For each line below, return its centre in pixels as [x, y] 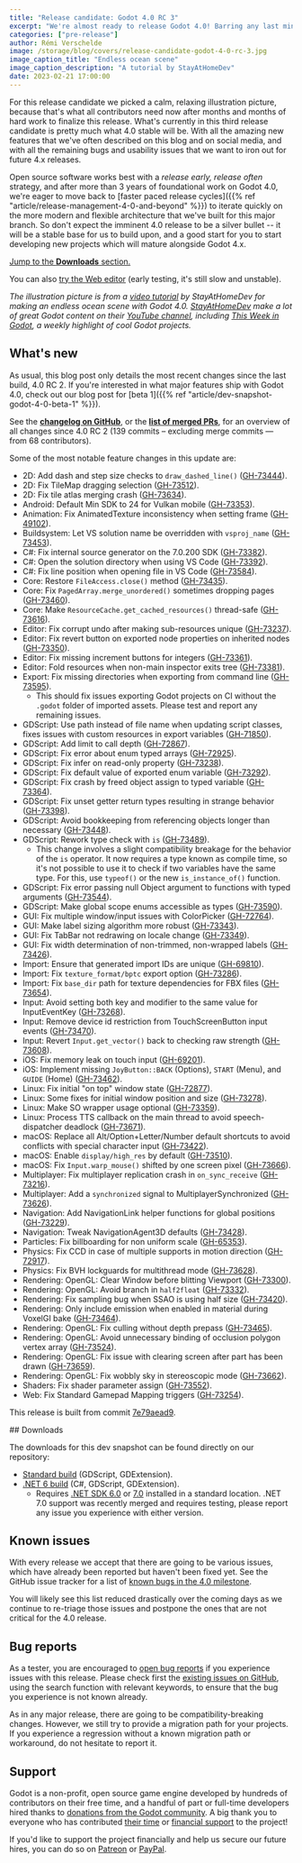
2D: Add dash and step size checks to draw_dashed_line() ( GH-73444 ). [155, 475]
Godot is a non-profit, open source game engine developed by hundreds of [148, 1793]
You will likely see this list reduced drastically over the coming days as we [146, 1599]
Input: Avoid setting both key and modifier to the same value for [140, 1002]
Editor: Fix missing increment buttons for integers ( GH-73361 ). [138, 657]
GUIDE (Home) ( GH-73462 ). [72, 1079]
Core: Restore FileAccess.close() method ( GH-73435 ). [125, 580]
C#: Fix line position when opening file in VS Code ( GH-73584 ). [140, 571]
